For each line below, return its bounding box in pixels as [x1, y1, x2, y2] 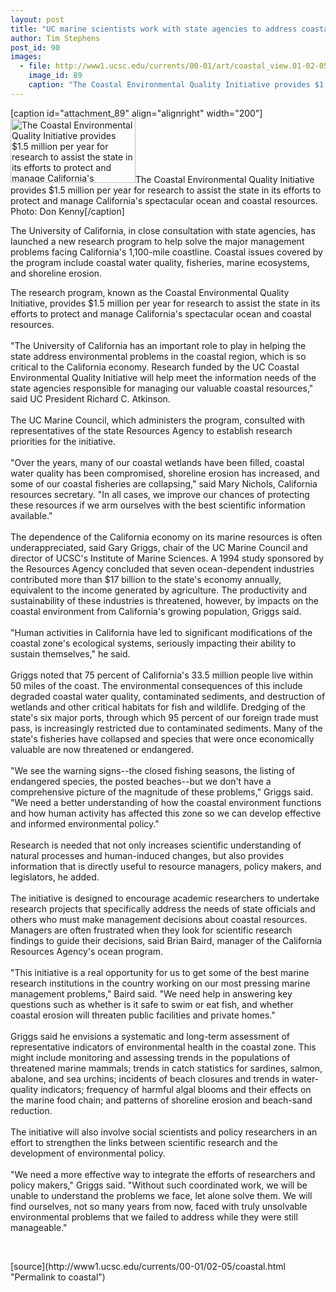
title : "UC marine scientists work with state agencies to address [10, 24, 298, 34]
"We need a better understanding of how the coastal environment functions [10, 796, 322, 808]
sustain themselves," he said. [10, 647, 131, 660]
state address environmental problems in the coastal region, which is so [10, 350, 307, 362]
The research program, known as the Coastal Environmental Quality [10, 286, 290, 298]
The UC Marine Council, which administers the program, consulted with [10, 414, 305, 426]
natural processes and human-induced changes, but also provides [10, 849, 285, 861]
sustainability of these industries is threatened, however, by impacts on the [10, 594, 320, 606]
